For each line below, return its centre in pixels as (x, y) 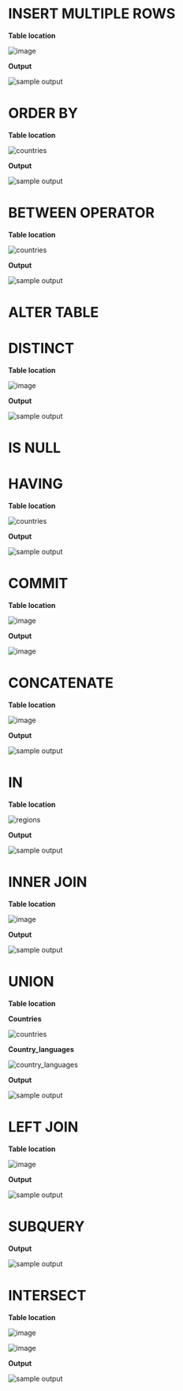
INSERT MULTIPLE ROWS (92, 14)
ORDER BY (43, 113)
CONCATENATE (61, 683)
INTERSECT (47, 1295)
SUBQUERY (47, 1226)
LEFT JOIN (43, 1126)
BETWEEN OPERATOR (82, 213)
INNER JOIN (48, 882)
